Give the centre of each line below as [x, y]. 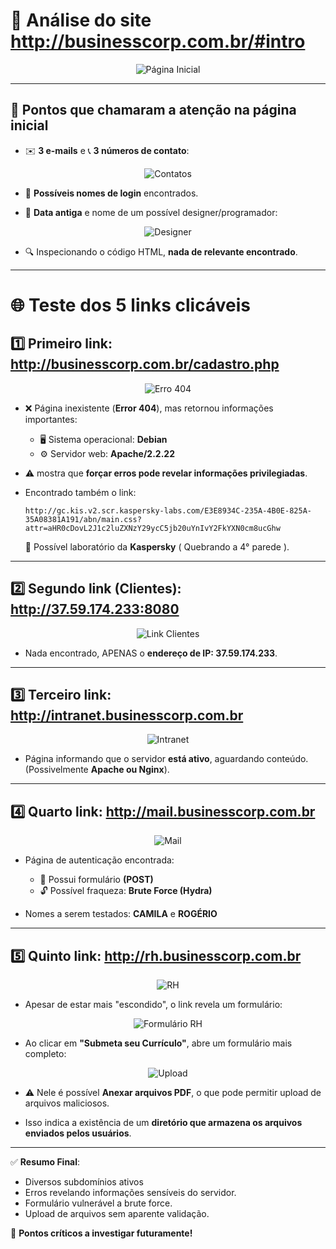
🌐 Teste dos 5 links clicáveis [130, 305]
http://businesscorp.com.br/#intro [158, 41]
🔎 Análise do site [81, 20]
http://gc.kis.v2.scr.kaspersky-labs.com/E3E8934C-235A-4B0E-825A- [168, 510]
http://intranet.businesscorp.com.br [127, 715]
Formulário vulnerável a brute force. [98, 1203]
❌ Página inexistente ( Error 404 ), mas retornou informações [149, 408]
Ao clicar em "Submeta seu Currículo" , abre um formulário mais [158, 1043]
